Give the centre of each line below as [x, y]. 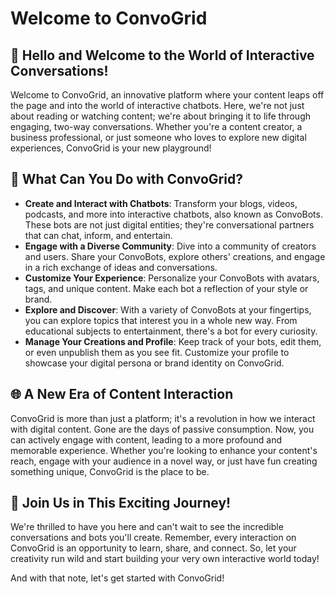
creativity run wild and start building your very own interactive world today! [165, 559]
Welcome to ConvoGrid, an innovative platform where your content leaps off [167, 95]
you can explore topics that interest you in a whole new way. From [161, 320]
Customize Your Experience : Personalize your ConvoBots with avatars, [172, 278]
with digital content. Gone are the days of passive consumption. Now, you [162, 429]
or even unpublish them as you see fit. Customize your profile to [157, 352]
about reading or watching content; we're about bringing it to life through [160, 116]
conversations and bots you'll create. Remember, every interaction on [153, 538]
